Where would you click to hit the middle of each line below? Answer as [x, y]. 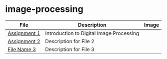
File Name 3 [22, 49]
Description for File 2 [70, 41]
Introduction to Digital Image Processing [92, 33]
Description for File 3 [70, 49]
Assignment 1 [24, 33]
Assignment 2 [24, 41]
